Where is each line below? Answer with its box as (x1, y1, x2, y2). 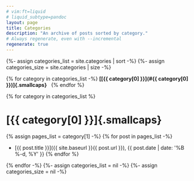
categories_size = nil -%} (6, 168, 67, 175)
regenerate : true (6, 42, 49, 48)
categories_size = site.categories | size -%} (6, 63, 111, 71)
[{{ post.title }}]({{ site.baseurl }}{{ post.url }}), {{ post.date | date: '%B (14, 144, 185, 151)
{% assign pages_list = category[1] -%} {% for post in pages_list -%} (6, 133, 173, 140)
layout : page (6, 19, 38, 25)
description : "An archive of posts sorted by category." (6, 31, 148, 36)
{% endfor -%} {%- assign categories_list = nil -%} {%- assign (6, 162, 158, 169)
